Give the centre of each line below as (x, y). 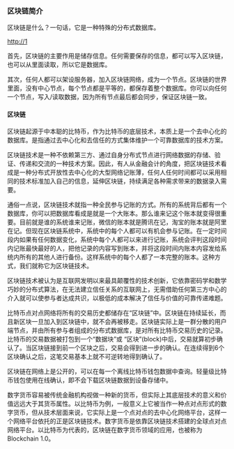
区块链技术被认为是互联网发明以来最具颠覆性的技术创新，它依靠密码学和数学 (117, 280)
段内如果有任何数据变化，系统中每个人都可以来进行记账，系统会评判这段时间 (117, 240)
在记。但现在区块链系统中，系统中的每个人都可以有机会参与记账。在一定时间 (117, 230)
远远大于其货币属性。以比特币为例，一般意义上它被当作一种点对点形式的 (117, 404)
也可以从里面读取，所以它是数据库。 (59, 65)
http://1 (17, 42)
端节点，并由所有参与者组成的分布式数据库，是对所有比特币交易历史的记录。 (117, 330)
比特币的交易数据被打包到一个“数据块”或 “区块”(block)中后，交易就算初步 (112, 339)
